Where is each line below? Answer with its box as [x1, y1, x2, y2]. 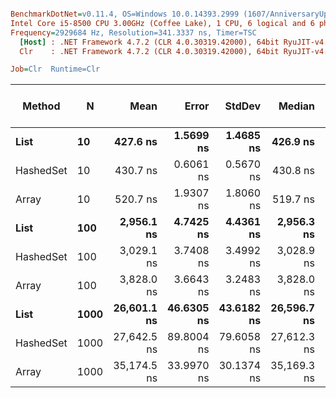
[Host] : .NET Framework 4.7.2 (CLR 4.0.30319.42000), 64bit [19, 37, 280, 47]
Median [278, 99, 316, 113]
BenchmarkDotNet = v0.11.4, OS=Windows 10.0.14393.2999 [10, 9, 240, 19]
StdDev [224, 99, 262, 113]
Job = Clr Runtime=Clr [10, 64, 101, 75]
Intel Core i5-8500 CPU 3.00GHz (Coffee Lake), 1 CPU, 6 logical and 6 [10, 18, 315, 28]
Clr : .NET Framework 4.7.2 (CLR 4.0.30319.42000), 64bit [19, 46, 280, 56]
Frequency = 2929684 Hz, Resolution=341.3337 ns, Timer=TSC [10, 27, 257, 38]
